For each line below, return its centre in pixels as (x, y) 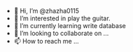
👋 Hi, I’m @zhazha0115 (46, 11)
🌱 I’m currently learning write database (70, 26)
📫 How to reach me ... (46, 41)
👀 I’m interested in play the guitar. (62, 18)
